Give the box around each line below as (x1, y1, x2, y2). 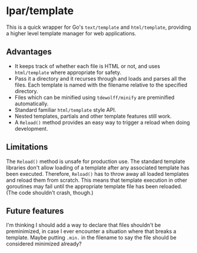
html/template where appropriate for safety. (14, 69, 122, 76)
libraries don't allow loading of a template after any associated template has (6, 164, 190, 171)
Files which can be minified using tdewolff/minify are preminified (14, 94, 175, 101)
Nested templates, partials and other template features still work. (14, 112, 172, 119)
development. (14, 125, 48, 132)
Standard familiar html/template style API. (14, 106, 116, 113)
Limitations (6, 142, 48, 152)
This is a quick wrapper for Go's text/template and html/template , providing (6, 24, 191, 31)
